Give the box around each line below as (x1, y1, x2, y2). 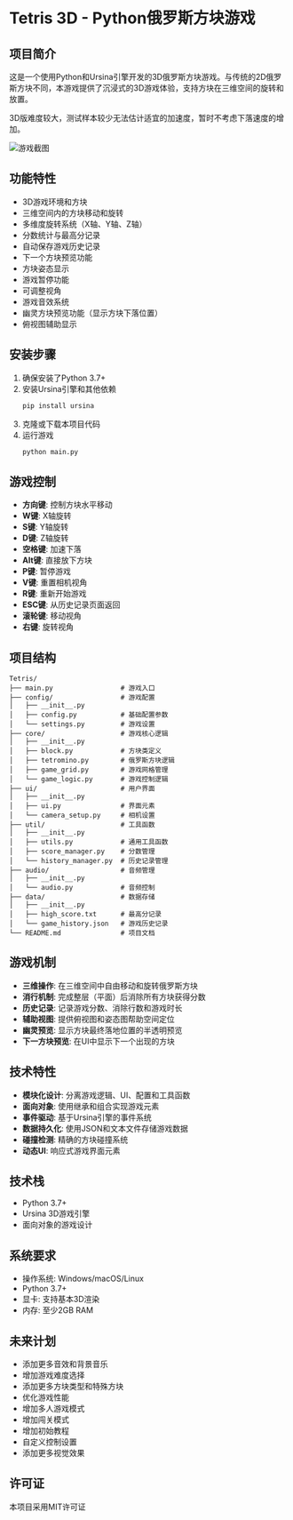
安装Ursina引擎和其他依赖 (21, 383, 117, 394)
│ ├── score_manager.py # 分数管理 (9, 847, 155, 856)
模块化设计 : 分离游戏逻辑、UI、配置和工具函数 (21, 1090, 191, 1100)
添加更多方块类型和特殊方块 (21, 1381, 124, 1392)
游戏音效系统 (21, 296, 69, 307)
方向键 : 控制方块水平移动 (21, 500, 113, 510)
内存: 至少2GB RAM (21, 1305, 94, 1316)
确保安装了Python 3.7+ (21, 372, 107, 383)
